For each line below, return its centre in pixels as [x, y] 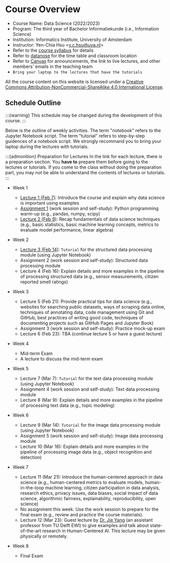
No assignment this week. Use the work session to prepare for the [89, 509]
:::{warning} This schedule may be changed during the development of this [84, 115]
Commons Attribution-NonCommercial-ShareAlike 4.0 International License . [84, 87]
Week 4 [21, 344]
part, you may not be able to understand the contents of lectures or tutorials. [85, 172]
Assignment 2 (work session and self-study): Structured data [84, 260]
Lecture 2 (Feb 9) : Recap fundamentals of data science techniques [90, 219]
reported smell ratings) [44, 282]
